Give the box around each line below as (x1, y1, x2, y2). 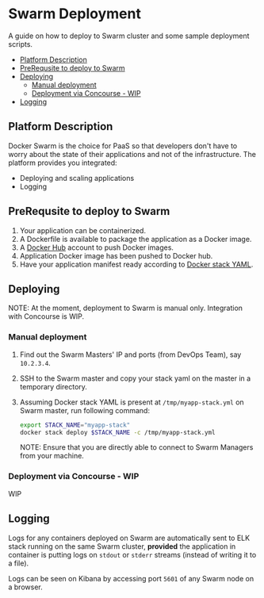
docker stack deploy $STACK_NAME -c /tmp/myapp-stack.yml (19, 428, 216, 436)
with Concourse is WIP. (8, 312, 85, 321)
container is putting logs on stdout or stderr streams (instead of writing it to (8, 550, 257, 559)
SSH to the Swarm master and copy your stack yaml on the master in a (19, 374, 251, 383)
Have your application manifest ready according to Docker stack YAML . (19, 259, 254, 269)
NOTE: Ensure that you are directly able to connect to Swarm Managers (19, 443, 254, 452)
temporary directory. (19, 381, 87, 391)
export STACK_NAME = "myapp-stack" (19, 421, 131, 429)
